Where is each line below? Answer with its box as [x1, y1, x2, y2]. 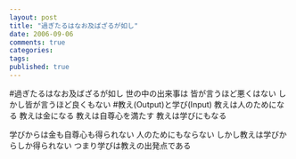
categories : [9, 46, 53, 55]
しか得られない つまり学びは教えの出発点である [16, 139, 192, 151]
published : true [9, 63, 70, 72]
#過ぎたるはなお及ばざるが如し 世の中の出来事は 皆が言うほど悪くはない [9, 88, 276, 99]
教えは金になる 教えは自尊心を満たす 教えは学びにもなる [19, 110, 227, 121]
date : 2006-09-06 [9, 29, 74, 38]
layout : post [9, 12, 58, 22]
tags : [9, 54, 29, 63]
